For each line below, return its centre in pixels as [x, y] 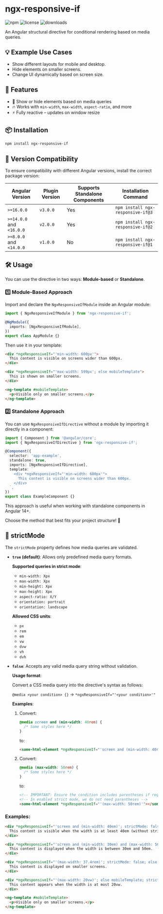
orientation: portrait [42, 602]
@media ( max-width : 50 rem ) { [49, 768]
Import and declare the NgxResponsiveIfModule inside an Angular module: [78, 305]
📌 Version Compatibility [42, 159]
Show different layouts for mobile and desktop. [59, 64]
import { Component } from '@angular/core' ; [51, 438]
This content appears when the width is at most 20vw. [66, 884]
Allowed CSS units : [32, 616]
